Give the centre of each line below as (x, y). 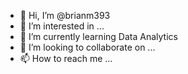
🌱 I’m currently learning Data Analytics (98, 36)
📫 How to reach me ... (66, 58)
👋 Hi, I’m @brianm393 (65, 15)
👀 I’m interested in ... (62, 26)
